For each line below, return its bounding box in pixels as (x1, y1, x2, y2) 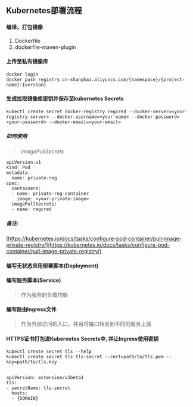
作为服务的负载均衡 (20, 291, 69, 298)
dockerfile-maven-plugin (14, 44, 76, 51)
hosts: (11, 390, 28, 396)
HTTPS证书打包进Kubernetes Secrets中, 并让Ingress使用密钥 (6, 335, 159, 342)
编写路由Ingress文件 (6, 306, 57, 313)
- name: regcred (11, 206, 52, 212)
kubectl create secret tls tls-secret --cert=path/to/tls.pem (6, 354, 164, 360)
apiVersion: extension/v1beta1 (6, 375, 84, 381)
